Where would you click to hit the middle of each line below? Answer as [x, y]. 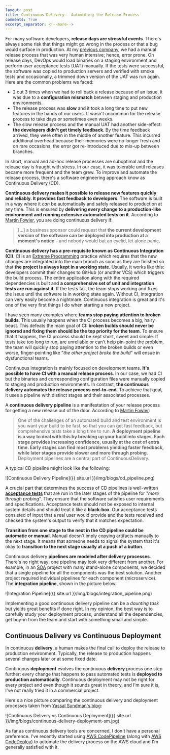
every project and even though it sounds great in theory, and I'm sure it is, [82, 685]
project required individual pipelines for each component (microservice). [81, 578]
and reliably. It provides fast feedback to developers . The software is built [84, 198]
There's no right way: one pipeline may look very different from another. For [84, 562]
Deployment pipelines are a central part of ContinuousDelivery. [83, 458]
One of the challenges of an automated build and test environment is [89, 420]
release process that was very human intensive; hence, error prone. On [80, 55]
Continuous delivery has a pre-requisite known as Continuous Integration [84, 251]
